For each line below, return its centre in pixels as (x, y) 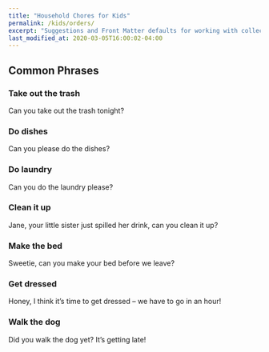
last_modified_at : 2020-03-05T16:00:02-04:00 (85, 38)
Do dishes (28, 131)
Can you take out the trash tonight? (66, 110)
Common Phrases (54, 70)
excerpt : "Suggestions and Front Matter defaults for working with (123, 30)
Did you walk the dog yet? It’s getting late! (77, 339)
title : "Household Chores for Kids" (69, 16)
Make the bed (35, 246)
